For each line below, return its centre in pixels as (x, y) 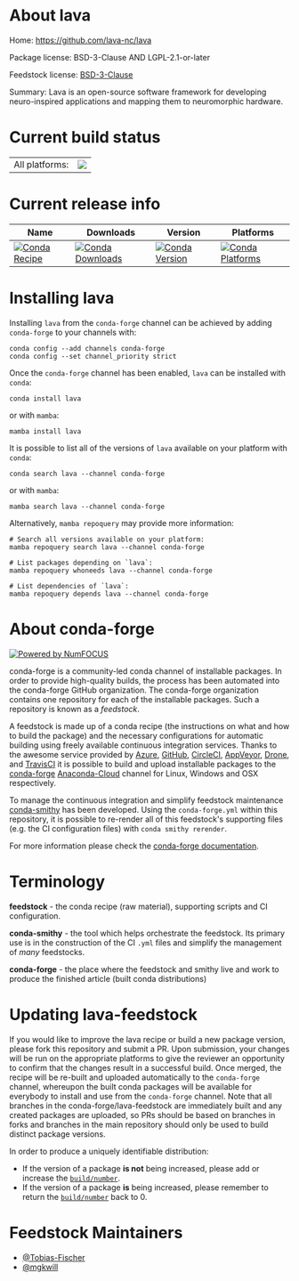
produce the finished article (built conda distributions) (108, 978)
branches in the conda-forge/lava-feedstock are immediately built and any (146, 1106)
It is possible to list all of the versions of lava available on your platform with (148, 448)
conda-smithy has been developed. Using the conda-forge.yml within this (144, 809)
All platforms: (41, 164)
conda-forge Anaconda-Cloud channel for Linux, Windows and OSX (134, 773)
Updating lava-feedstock (103, 1014)
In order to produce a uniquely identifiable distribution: (109, 1151)
